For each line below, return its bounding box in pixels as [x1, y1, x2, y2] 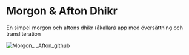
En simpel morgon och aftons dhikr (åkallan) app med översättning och [6, 24, 184, 31]
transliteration [6, 30, 41, 37]
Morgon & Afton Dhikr [6, 4, 118, 18]
